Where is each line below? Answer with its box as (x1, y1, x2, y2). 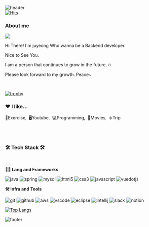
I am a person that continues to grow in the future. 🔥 (5, 62, 112, 68)
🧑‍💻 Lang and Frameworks (5, 166, 59, 172)
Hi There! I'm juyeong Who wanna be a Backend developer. (5, 42, 126, 49)
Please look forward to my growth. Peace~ (5, 72, 92, 77)
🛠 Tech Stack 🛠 (5, 144, 45, 151)
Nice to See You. (5, 52, 39, 58)
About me (5, 22, 30, 29)
